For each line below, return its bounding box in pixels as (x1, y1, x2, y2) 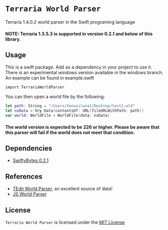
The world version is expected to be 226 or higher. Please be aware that (5, 124, 160, 130)
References (5, 172, 43, 181)
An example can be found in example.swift (5, 75, 94, 81)
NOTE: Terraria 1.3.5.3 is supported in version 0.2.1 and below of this (5, 30, 153, 37)
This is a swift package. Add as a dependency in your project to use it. (5, 64, 152, 70)
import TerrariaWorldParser (5, 85, 65, 90)
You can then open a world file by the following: (5, 93, 105, 100)
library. (5, 36, 21, 42)
